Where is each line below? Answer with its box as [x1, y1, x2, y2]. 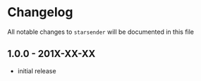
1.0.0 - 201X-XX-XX [7, 48, 96, 60]
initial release [17, 66, 56, 75]
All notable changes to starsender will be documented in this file [7, 27, 195, 36]
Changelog [7, 4, 73, 20]
